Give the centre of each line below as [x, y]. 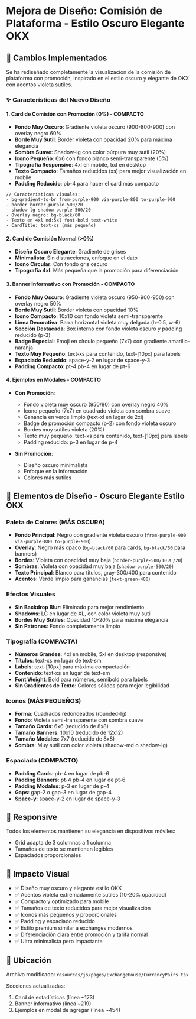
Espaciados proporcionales [48, 855]
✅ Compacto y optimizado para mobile [62, 901]
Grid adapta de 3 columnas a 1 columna [63, 843]
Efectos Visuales [31, 594]
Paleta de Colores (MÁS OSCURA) [55, 523]
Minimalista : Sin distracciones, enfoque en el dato [76, 258]
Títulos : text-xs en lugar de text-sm [58, 661]
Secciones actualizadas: [36, 986]
